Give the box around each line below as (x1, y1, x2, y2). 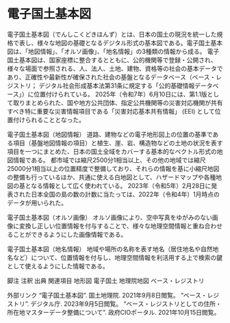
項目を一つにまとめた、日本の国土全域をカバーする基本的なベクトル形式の (7, 147, 217, 155)
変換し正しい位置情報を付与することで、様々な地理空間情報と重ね (18, 222, 205, 230)
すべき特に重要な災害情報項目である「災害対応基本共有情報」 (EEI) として (7, 107, 216, 115)
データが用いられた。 (7, 198, 67, 207)
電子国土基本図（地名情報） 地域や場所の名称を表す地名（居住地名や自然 (7, 244, 213, 253)
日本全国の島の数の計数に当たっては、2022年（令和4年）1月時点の (30, 190, 220, 198)
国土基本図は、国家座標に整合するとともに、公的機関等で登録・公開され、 (7, 55, 217, 64)
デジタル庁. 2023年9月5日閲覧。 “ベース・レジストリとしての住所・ (30, 299, 222, 308)
